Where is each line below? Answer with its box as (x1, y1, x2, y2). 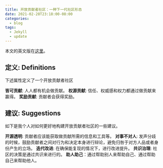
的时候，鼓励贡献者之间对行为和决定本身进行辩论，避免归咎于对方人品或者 (5, 139, 154, 145)
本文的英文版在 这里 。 (5, 48, 48, 54)
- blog (9, 20, 23, 26)
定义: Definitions (5, 63, 56, 72)
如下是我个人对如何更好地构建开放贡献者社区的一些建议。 (5, 123, 120, 129)
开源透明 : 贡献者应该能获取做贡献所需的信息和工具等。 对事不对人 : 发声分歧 (5, 133, 156, 139)
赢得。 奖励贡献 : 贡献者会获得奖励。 (5, 93, 77, 99)
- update (9, 34, 27, 39)
